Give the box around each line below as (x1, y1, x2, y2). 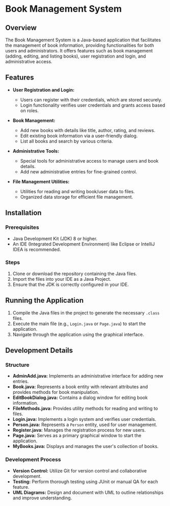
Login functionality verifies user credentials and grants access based (20, 102, 165, 108)
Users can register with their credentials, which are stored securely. (20, 96, 162, 102)
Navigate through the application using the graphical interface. (12, 331, 144, 337)
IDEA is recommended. (12, 246, 61, 252)
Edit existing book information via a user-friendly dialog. (20, 132, 138, 139)
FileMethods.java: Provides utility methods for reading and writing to (12, 406, 158, 412)
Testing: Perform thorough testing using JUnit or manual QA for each (12, 478, 158, 485)
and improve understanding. (12, 495, 72, 501)
